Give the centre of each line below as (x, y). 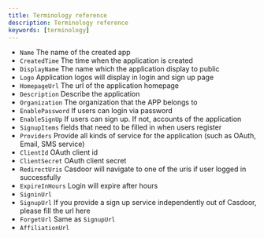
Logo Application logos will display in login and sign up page (117, 77)
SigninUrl (36, 195)
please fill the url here (55, 211)
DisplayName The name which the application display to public (119, 69)
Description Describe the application (80, 94)
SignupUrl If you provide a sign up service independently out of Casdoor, (138, 203)
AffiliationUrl (45, 229)
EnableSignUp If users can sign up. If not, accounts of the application (130, 119)
